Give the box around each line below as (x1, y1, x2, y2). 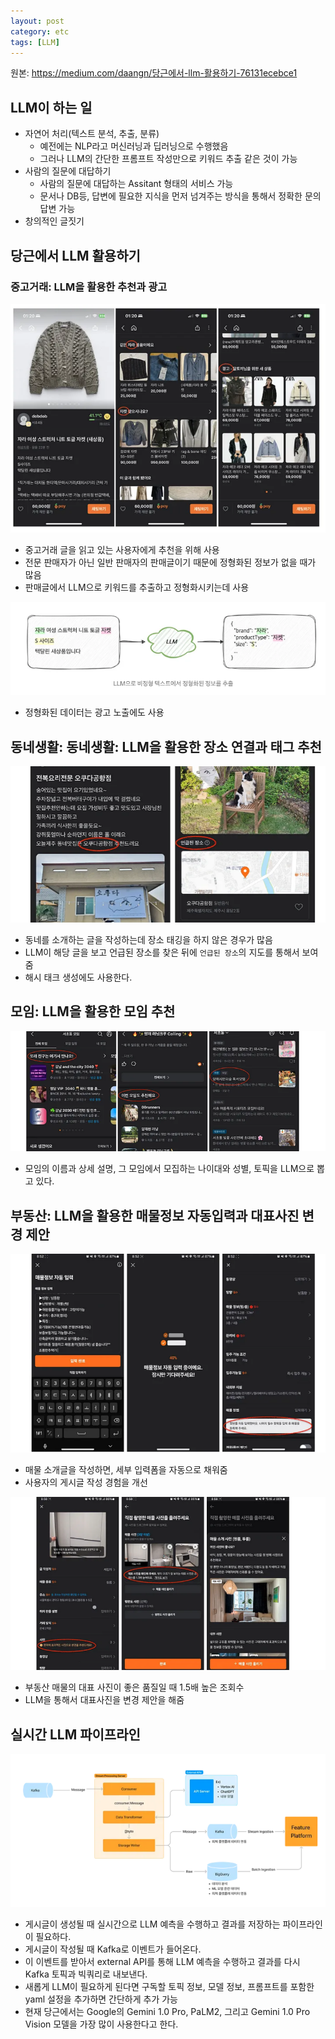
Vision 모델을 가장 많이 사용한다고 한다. (24, 2018, 179, 2030)
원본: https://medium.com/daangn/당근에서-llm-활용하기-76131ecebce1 (10, 67, 298, 79)
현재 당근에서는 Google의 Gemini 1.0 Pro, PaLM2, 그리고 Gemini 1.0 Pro (24, 2005, 311, 2017)
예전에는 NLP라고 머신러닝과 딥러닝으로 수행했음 (39, 140, 229, 152)
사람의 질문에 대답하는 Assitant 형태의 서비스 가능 (39, 178, 234, 190)
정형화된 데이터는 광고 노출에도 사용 (24, 706, 165, 719)
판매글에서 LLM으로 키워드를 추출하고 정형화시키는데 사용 (24, 581, 250, 594)
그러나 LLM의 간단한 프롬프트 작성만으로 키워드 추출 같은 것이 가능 (39, 153, 298, 165)
